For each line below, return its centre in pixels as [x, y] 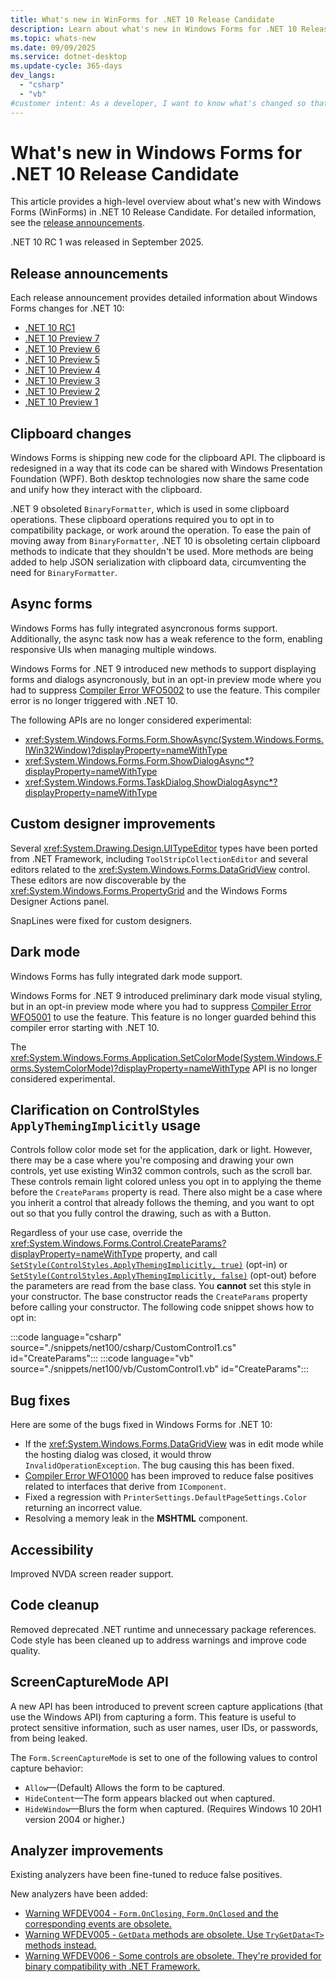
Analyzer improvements [87, 1850]
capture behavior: [47, 1768]
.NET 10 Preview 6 [62, 349]
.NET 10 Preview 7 [62, 338]
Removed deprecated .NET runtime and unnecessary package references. [163, 1629]
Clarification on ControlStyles [105, 1109]
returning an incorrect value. [83, 1508]
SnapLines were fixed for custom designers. [101, 920]
